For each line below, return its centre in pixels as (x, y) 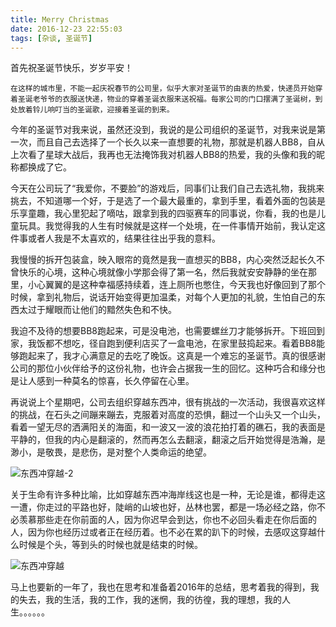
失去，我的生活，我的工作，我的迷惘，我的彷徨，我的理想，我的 (150, 600)
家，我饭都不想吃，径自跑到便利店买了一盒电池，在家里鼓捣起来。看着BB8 (163, 343)
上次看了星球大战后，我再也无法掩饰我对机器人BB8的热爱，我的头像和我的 (163, 155)
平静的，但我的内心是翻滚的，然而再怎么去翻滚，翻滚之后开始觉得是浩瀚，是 (168, 440)
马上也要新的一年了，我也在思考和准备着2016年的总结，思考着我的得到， (160, 587)
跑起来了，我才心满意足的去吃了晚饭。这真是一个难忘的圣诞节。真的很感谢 (172, 356)
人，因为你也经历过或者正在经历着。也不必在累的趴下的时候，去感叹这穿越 (163, 532)
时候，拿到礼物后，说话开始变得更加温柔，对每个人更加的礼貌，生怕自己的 (163, 297)
